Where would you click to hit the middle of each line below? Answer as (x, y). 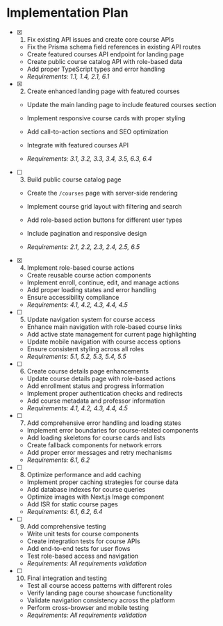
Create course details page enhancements (88, 371)
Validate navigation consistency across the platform (101, 600)
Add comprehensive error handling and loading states (104, 423)
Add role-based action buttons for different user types (105, 220)
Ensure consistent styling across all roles (85, 348)
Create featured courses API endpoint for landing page (106, 54)
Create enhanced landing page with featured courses (103, 91)
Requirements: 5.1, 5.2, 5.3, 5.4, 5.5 (76, 356)
